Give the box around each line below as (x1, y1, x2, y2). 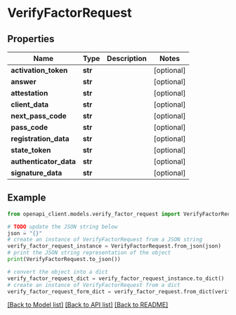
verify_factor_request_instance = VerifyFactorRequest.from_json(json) (7, 243, 221, 250)
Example (7, 192, 46, 204)
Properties (7, 33, 55, 45)
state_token (11, 145, 51, 155)
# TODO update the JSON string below (7, 223, 118, 230)
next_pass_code (11, 111, 67, 121)
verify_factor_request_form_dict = (7, 288, 112, 295)
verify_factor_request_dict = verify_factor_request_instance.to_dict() (7, 275, 225, 282)
